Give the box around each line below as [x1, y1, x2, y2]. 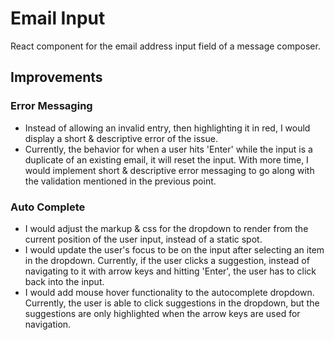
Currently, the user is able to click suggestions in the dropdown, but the [24, 297, 320, 309]
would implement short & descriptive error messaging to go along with [24, 164, 315, 176]
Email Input [10, 7, 106, 30]
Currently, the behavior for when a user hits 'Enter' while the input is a [24, 143, 313, 155]
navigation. [24, 318, 72, 330]
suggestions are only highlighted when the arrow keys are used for [24, 307, 301, 319]
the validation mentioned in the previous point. [24, 175, 217, 187]
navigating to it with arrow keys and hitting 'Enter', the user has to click [24, 265, 317, 277]
